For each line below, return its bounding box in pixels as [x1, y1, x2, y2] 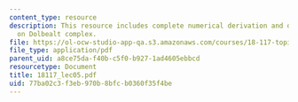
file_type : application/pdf [9, 46, 114, 55]
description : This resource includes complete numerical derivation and [9, 21, 284, 30]
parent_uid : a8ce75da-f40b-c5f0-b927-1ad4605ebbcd [9, 54, 200, 63]
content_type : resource [9, 12, 98, 22]
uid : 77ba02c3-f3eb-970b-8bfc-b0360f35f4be [9, 79, 173, 88]
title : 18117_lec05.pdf [9, 71, 98, 80]
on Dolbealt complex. [17, 29, 98, 38]
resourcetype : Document [9, 63, 98, 72]
